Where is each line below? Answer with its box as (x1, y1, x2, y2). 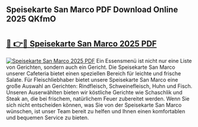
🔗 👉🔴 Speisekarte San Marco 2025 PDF (6, 39, 157, 49)
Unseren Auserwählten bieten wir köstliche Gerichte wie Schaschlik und (6, 89, 183, 96)
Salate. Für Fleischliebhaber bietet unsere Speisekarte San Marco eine (6, 77, 178, 83)
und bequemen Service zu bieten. (6, 114, 89, 121)
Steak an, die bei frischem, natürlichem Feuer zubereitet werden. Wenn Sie (6, 95, 190, 102)
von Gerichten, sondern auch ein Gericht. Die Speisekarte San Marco (6, 63, 175, 71)
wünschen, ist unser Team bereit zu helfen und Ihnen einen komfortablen (6, 108, 186, 115)
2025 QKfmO (6, 14, 56, 24)
